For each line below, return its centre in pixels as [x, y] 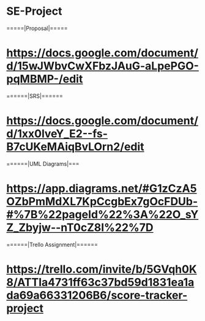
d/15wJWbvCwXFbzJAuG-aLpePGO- [102, 66]
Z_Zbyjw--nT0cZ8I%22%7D [80, 227]
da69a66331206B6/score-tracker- [97, 295]
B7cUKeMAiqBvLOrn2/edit [76, 147]
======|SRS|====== [35, 96]
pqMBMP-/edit [45, 79]
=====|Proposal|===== [37, 28]
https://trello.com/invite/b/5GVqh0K [102, 269]
